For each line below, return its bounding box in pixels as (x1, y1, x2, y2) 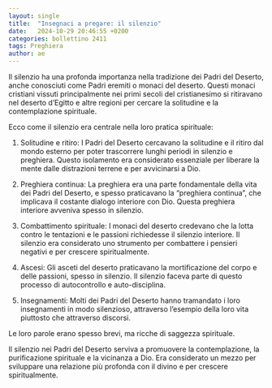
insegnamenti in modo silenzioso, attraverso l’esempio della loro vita (19, 304, 249, 313)
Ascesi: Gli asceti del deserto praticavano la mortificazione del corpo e (19, 263, 257, 272)
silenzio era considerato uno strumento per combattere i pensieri (19, 239, 238, 248)
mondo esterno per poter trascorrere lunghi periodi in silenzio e (19, 147, 233, 156)
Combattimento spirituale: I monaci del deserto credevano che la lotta (19, 221, 254, 231)
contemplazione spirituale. (8, 106, 97, 116)
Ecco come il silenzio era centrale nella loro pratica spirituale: (8, 123, 214, 131)
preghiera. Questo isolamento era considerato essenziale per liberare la (19, 155, 260, 165)
